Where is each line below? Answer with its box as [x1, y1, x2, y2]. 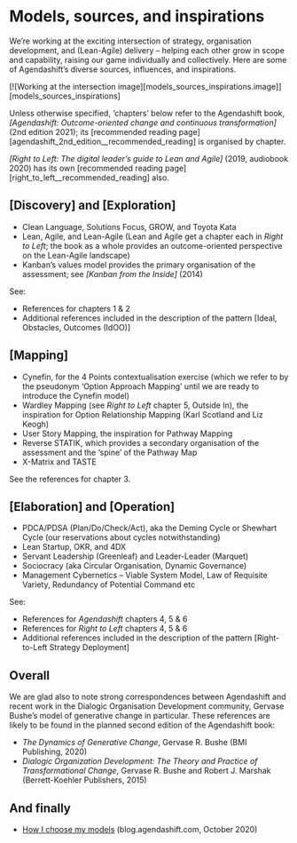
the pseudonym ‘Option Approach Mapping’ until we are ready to [21, 380, 260, 392]
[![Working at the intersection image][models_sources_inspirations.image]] [9, 81, 282, 91]
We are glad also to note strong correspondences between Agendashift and [9, 691, 286, 703]
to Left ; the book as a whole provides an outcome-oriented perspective [21, 240, 283, 251]
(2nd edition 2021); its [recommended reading [9, 126, 177, 137]
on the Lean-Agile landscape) [21, 250, 130, 260]
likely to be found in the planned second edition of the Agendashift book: [9, 720, 276, 730]
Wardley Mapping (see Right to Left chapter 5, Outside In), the [21, 400, 249, 410]
